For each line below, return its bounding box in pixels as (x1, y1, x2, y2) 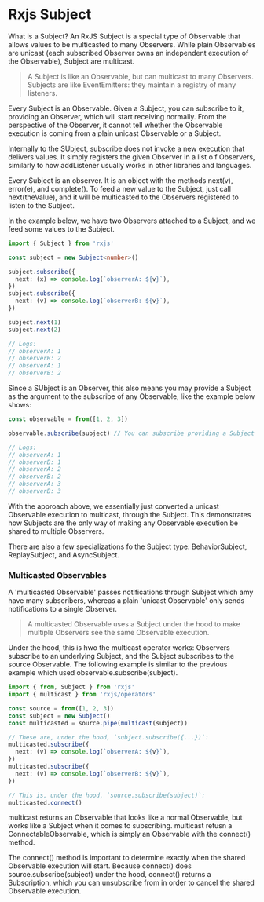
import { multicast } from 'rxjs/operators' (8, 691, 156, 699)
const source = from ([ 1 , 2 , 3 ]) (8, 704, 114, 712)
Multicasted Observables (8, 569, 108, 580)
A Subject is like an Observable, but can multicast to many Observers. (27, 71, 254, 81)
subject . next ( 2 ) (8, 326, 61, 334)
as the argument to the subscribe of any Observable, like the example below (8, 392, 255, 401)
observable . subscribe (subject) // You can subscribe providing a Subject (8, 429, 255, 437)
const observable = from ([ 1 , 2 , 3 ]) (8, 415, 128, 423)
